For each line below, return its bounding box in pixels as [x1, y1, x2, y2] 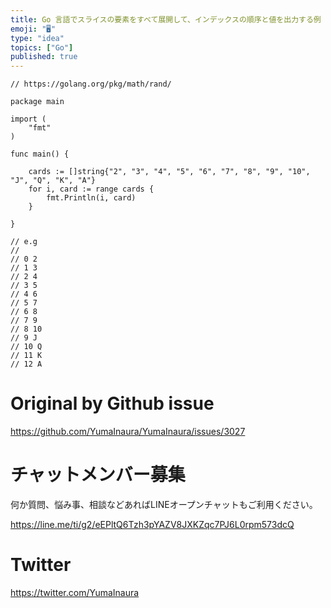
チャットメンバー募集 [10, 464, 186, 486]
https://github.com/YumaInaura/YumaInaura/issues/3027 [10, 426, 246, 438]
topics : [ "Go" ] [10, 42, 74, 53]
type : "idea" [10, 33, 65, 43]
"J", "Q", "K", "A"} [10, 176, 97, 186]
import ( [10, 114, 47, 125]
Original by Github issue [10, 392, 215, 415]
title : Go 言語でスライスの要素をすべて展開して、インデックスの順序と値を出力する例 [10, 14, 322, 25]
